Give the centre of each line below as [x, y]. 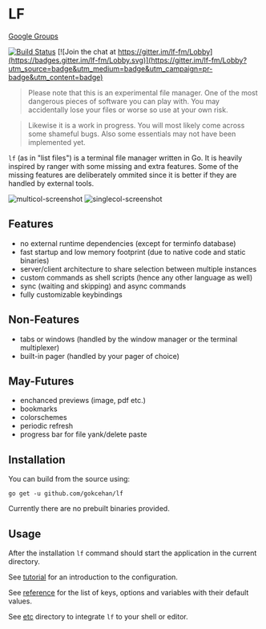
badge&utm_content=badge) [56, 77]
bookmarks [38, 409]
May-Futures [41, 381]
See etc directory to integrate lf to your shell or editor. [98, 617]
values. [20, 601]
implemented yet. [56, 142]
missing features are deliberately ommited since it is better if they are [123, 175]
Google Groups [33, 36]
